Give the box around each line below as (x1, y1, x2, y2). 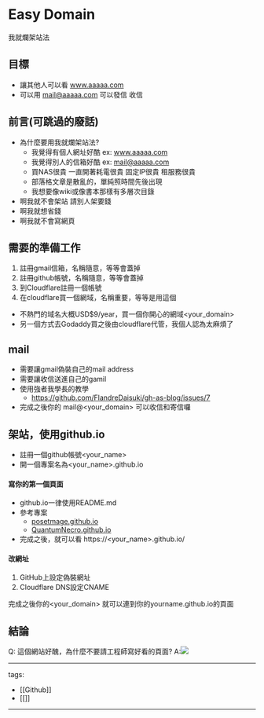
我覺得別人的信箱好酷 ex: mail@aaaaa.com (31, 157, 170, 167)
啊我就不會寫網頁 (19, 216, 75, 225)
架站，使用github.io (8, 427, 105, 441)
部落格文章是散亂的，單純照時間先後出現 (31, 177, 163, 186)
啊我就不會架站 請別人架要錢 (19, 196, 112, 206)
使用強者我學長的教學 (19, 384, 89, 394)
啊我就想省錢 (19, 206, 61, 215)
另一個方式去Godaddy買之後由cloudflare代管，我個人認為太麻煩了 (19, 320, 234, 329)
